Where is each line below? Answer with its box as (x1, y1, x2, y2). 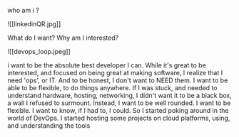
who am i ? (7, 6, 39, 14)
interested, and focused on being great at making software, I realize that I (7, 69, 223, 77)
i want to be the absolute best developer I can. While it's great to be (7, 61, 207, 70)
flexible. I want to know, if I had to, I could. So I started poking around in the (7, 106, 229, 114)
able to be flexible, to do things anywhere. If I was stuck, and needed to (7, 84, 218, 92)
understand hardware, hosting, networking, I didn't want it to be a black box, (7, 92, 232, 99)
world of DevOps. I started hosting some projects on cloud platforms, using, (7, 114, 230, 122)
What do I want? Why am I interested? (7, 33, 119, 42)
